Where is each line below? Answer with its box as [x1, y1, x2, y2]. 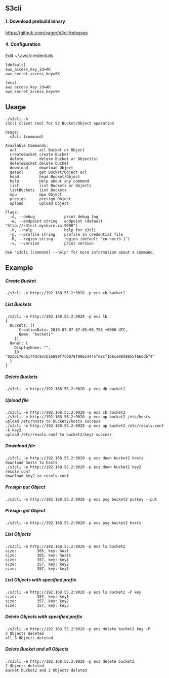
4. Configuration [5, 41, 41, 47]
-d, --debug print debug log [10, 214, 99, 219]
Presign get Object [5, 508, 46, 514]
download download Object [10, 165, 73, 170]
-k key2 [5, 427, 22, 433]
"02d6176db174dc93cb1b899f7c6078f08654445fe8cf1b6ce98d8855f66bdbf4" [5, 354, 155, 359]
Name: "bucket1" [18, 331, 53, 337]
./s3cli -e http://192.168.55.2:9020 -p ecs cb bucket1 [5, 290, 125, 295]
